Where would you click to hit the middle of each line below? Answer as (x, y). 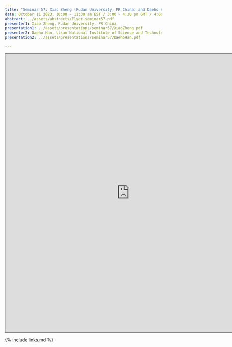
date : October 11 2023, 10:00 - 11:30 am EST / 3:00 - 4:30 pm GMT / (79, 14)
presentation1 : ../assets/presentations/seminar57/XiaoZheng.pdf (74, 28)
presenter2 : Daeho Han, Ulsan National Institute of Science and (74, 33)
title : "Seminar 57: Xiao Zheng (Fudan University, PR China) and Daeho (82, 10)
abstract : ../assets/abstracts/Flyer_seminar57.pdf (59, 19)
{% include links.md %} (29, 340)
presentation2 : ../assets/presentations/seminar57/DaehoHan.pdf (73, 38)
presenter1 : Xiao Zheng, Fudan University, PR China (61, 24)
